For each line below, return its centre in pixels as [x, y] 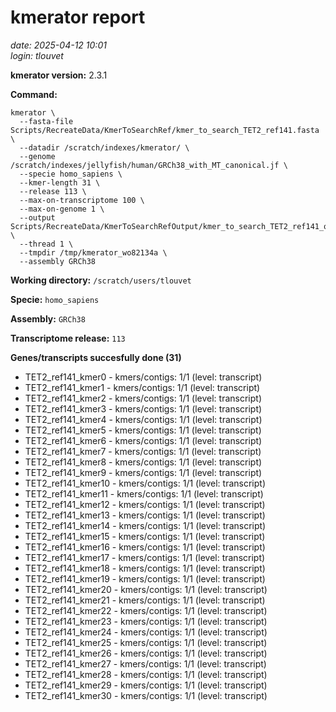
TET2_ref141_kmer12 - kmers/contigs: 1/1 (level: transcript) [145, 504]
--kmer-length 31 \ [60, 182]
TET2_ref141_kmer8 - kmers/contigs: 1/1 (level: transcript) [143, 462]
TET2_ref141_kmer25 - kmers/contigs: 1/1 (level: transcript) [146, 642]
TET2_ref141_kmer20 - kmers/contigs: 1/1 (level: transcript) [146, 589]
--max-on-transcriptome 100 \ [82, 200]
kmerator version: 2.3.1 [59, 75]
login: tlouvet [37, 55]
